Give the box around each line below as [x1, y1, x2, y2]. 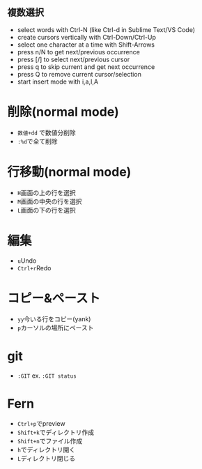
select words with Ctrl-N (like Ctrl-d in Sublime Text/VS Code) [17, 25, 195, 33]
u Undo [17, 256, 37, 265]
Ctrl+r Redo [17, 263, 52, 272]
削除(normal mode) [7, 104, 120, 120]
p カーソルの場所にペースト [17, 323, 94, 332]
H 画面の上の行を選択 [17, 188, 76, 197]
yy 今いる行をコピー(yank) [17, 314, 91, 323]
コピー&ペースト [7, 290, 101, 306]
